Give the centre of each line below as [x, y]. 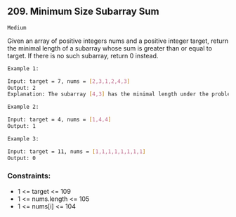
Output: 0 [22, 158]
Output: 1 [22, 126]
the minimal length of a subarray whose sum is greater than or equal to [110, 48]
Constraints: [29, 176]
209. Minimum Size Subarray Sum [83, 12]
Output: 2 [22, 88]
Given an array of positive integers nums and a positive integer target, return [118, 41]
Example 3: [23, 139]
